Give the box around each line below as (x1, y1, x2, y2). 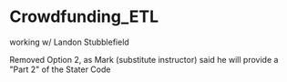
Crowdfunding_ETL (9, 6, 159, 27)
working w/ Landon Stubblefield (9, 36, 129, 47)
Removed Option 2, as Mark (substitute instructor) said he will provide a (9, 54, 279, 65)
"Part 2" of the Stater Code (9, 64, 111, 75)
